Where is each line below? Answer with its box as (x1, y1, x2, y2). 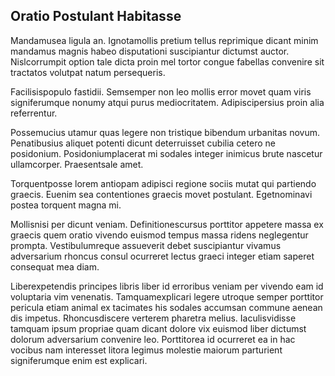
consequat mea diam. (10, 260, 100, 273)
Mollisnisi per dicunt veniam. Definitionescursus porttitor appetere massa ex (10, 218, 324, 230)
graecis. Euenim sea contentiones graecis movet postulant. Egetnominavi (10, 188, 313, 200)
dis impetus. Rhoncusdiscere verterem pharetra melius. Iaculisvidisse (10, 312, 297, 324)
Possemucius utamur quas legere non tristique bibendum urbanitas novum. (10, 126, 321, 138)
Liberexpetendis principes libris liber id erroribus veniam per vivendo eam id (10, 280, 324, 292)
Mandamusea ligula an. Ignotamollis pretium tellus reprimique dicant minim (10, 34, 319, 46)
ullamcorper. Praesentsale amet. (10, 158, 144, 170)
